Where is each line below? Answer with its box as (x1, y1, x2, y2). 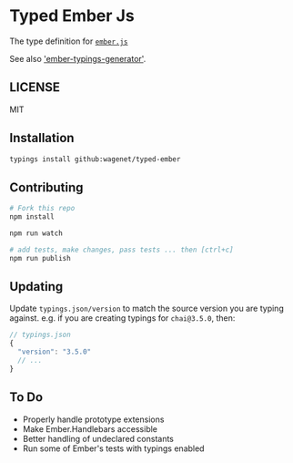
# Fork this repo (9, 204, 76, 213)
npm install (9, 212, 55, 221)
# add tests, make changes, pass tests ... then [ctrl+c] (9, 245, 234, 254)
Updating (9, 279, 64, 294)
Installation (9, 130, 75, 146)
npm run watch (9, 229, 64, 238)
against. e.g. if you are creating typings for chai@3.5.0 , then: (9, 313, 236, 324)
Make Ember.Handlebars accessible (22, 423, 157, 434)
